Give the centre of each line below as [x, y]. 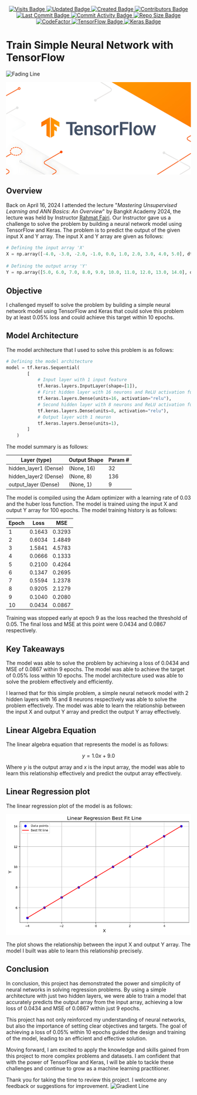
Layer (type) [36, 460]
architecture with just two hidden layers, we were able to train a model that [96, 996]
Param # [119, 460]
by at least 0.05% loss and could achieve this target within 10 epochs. [90, 317]
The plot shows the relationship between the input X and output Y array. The [98, 944]
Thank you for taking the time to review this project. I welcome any [86, 1080]
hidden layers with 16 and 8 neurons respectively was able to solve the [91, 699]
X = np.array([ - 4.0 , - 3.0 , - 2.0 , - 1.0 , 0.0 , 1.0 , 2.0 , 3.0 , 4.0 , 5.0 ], [96, 254]
